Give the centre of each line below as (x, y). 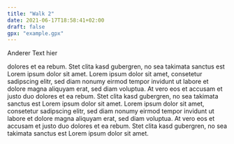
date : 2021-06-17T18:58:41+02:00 (56, 20)
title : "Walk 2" (31, 14)
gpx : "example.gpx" (36, 33)
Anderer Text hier (32, 53)
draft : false (26, 27)
